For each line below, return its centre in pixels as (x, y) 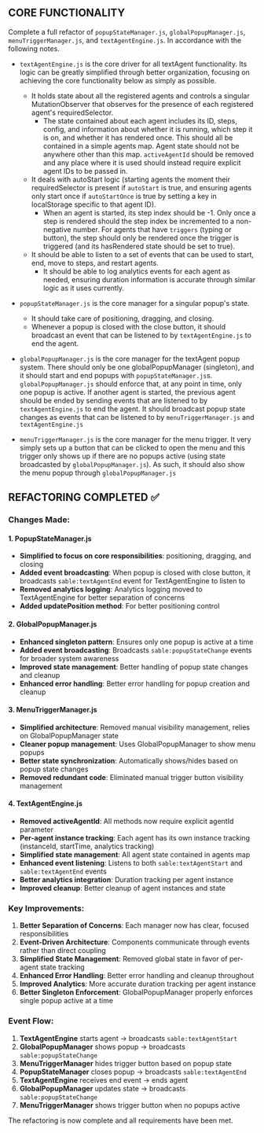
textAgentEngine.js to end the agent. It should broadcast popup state (132, 409)
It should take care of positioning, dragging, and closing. (123, 318)
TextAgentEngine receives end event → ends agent (104, 1080)
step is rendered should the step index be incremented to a (138, 221)
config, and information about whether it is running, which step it (148, 129)
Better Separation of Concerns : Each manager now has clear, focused (134, 925)
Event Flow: (31, 1021)
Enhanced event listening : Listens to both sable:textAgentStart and (131, 863)
